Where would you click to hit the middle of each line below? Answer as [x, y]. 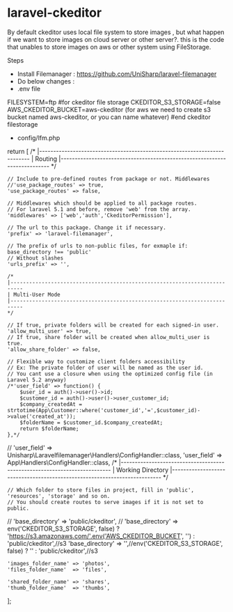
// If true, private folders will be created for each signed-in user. [113, 325]
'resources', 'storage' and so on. [59, 496]
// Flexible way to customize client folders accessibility [96, 361]
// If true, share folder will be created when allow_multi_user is [109, 337]
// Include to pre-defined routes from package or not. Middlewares [109, 179]
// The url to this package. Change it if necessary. [87, 228]
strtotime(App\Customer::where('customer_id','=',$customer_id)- [104, 410]
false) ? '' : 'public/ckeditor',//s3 [53, 551]
